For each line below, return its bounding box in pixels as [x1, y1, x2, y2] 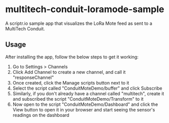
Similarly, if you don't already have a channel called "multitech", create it [12, 90, 164, 97]
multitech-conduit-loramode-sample [5, 4, 164, 15]
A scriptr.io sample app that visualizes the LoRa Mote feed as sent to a [5, 20, 152, 26]
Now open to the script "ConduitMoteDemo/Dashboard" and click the [12, 101, 158, 107]
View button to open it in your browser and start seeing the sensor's [12, 106, 155, 112]
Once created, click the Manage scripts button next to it [12, 79, 129, 86]
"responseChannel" [12, 74, 54, 80]
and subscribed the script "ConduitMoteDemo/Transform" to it [12, 96, 144, 102]
